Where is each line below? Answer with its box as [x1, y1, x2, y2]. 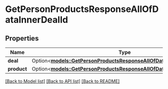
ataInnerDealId [5, 14, 68, 25]
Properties [5, 34, 39, 42]
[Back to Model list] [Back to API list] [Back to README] [5, 78, 120, 84]
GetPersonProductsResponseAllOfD [5, 3, 159, 15]
